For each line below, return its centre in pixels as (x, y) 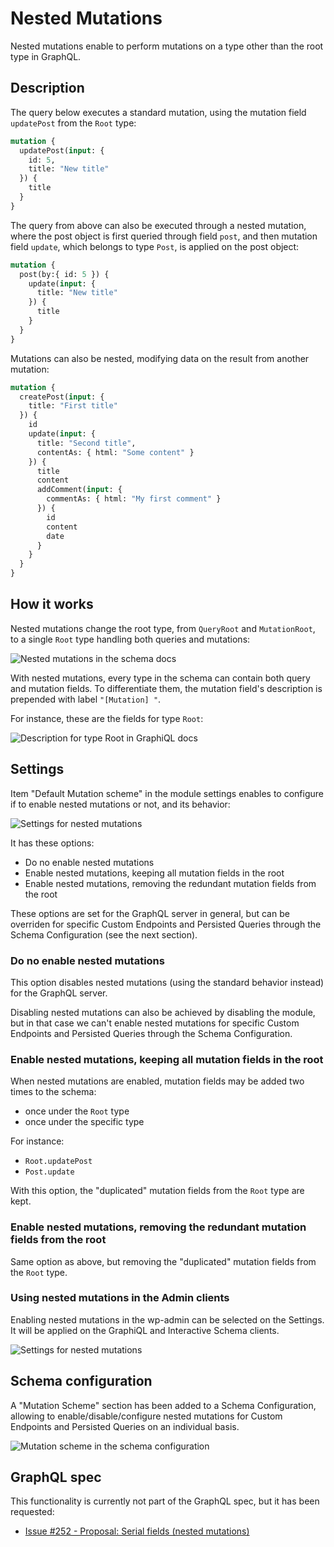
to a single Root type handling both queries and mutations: (130, 639)
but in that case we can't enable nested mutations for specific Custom (155, 1023)
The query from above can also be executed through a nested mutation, (158, 225)
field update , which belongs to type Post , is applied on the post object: (155, 246)
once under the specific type (84, 1122)
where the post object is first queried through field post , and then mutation (164, 236)
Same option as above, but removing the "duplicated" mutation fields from (163, 1261)
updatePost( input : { (62, 150)
